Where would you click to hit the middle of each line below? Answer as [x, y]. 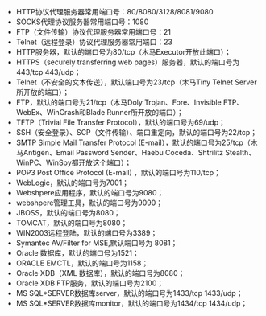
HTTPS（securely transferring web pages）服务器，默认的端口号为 [128, 62]
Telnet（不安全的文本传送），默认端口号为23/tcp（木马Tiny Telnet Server [136, 82]
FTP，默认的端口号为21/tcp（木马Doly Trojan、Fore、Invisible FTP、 [130, 102]
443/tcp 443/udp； [48, 72]
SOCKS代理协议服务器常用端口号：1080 [82, 22]
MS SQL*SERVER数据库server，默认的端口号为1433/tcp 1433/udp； [129, 293]
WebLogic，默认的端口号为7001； [72, 183]
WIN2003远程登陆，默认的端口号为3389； [87, 233]
